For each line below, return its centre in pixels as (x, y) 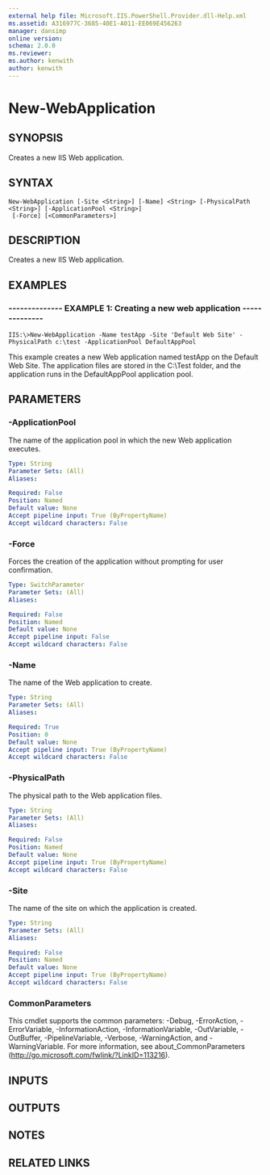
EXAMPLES (37, 285)
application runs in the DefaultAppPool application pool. (101, 374)
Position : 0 (28, 734)
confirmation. (31, 570)
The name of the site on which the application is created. (103, 908)
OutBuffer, (25, 1038)
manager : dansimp (37, 31)
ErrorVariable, (31, 1030)
